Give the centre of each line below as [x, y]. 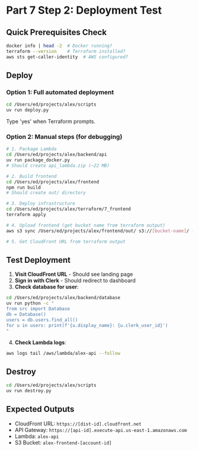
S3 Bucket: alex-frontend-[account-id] [63, 442]
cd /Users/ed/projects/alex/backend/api [57, 155]
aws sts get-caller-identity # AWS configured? [67, 57]
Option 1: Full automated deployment [60, 92]
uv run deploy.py [28, 110]
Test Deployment [38, 260]
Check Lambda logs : [40, 342]
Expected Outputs [40, 409]
